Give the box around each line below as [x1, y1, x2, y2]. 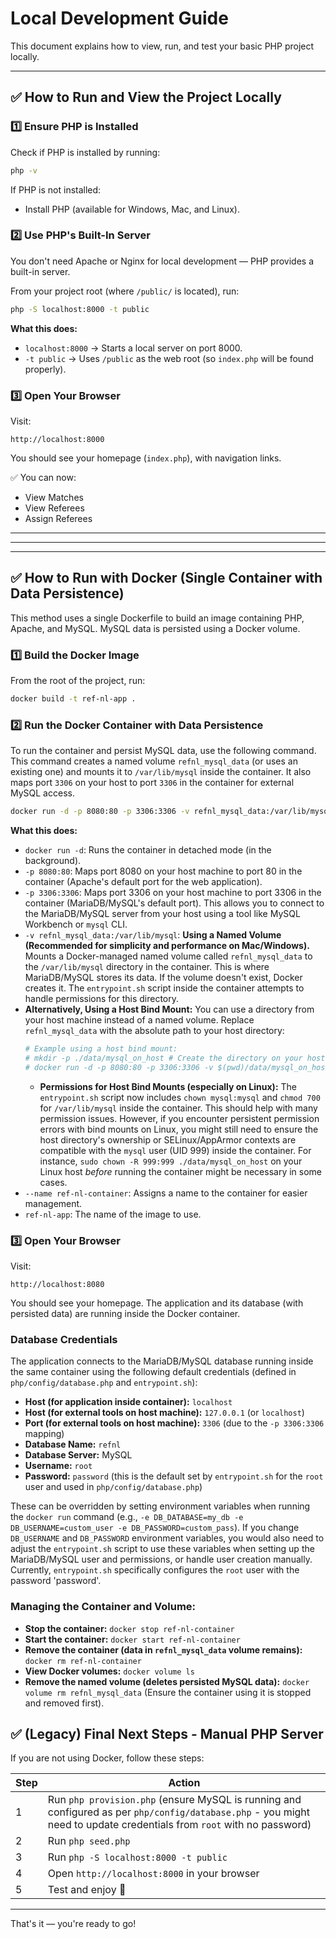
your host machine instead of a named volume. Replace [24, 1014, 255, 1026]
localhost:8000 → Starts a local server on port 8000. [24, 342, 243, 354]
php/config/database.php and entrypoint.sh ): [10, 1377, 198, 1389]
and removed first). [24, 1697, 105, 1709]
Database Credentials [10, 1332, 118, 1346]
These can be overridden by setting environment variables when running [10, 1500, 311, 1512]
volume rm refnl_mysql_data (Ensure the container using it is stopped [24, 1686, 312, 1698]
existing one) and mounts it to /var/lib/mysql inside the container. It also [10, 766, 312, 778]
